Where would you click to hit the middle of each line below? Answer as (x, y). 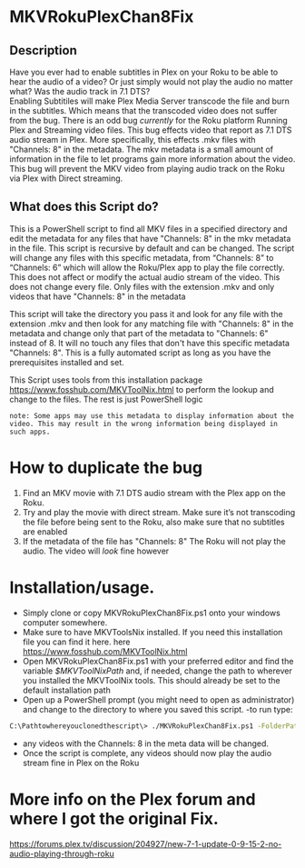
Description (43, 50)
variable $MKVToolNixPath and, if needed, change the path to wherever (157, 671)
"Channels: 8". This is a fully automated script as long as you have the (140, 353)
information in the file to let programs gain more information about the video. (152, 159)
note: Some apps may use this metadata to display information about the (152, 415)
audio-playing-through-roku (62, 853)
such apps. (30, 432)
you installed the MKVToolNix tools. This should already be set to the (152, 680)
